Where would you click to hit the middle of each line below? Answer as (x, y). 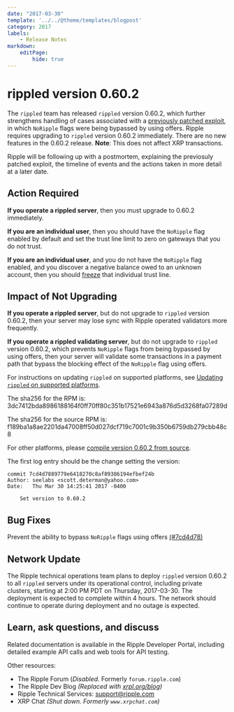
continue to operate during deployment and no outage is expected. (104, 605)
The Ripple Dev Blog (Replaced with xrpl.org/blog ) (90, 686)
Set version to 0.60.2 (53, 499)
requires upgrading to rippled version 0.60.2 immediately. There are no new (117, 135)
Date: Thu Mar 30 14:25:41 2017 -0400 (67, 487)
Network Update (44, 559)
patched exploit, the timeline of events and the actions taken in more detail (115, 164)
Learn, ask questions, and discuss (83, 628)
